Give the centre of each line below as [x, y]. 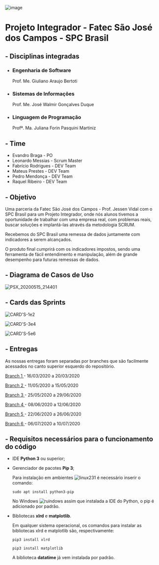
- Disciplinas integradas [42, 56]
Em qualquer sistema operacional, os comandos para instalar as [77, 526]
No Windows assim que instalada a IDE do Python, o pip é [83, 501]
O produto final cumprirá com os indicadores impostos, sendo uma [73, 249]
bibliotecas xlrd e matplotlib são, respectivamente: [63, 531]
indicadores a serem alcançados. [39, 240]
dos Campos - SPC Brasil [57, 38]
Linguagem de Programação [47, 117]
